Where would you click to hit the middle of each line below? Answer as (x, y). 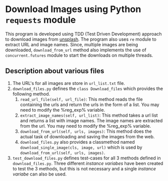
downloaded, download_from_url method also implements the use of (76, 50)
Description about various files (55, 71)
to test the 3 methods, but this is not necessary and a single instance (84, 168)
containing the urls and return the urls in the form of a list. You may (90, 105)
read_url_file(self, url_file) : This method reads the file (81, 99)
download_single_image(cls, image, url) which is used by (81, 147)
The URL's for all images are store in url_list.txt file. (69, 83)
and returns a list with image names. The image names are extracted (91, 120)
